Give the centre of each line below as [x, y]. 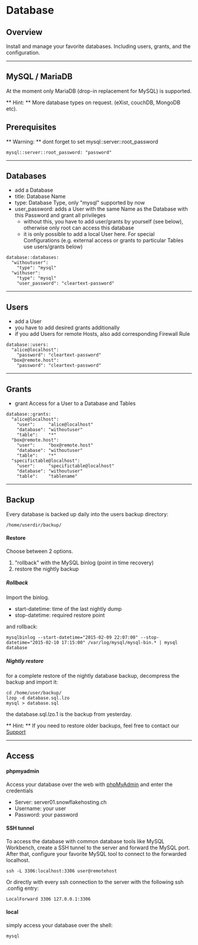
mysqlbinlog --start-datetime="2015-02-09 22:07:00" [72, 637]
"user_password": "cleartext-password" [66, 284]
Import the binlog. [28, 597]
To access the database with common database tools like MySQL [85, 841]
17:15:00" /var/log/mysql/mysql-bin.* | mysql [120, 643]
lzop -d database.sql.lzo [38, 698]
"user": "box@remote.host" [55, 445]
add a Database [34, 190]
